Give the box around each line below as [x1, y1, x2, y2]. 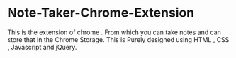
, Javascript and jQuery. [7, 43, 77, 51]
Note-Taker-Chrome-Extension [7, 5, 195, 21]
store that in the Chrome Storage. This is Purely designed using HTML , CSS [7, 35, 230, 43]
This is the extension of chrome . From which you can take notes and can [7, 28, 222, 36]
